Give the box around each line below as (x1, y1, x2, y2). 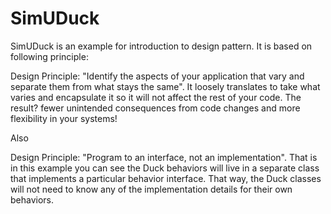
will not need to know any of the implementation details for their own (10, 183, 293, 195)
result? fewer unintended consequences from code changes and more (10, 102, 301, 114)
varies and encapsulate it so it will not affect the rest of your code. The (10, 91, 302, 103)
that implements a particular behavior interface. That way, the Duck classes (10, 172, 322, 184)
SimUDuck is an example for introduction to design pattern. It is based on (10, 40, 313, 52)
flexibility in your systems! (10, 112, 118, 124)
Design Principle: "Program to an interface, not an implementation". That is (10, 151, 318, 163)
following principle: (10, 50, 89, 62)
